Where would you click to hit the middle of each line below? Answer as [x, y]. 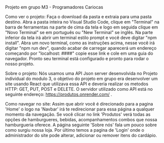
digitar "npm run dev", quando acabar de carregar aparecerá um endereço [81, 48]
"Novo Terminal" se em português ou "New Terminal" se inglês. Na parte [79, 32]
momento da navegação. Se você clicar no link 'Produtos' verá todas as [78, 114]
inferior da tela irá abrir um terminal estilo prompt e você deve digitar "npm [81, 37]
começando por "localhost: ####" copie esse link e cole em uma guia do [79, 53]
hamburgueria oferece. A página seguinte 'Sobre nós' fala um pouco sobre [81, 125]
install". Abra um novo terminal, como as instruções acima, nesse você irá [80, 43]
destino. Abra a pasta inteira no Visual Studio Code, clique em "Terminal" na [82, 22]
